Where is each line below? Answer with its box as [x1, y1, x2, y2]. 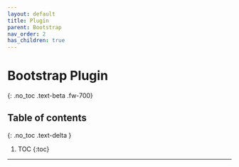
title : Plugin [7, 17, 50, 24]
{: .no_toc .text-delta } [7, 131, 72, 139]
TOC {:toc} [17, 144, 50, 153]
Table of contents [7, 112, 87, 124]
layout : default [7, 10, 55, 18]
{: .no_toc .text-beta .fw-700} [7, 91, 94, 100]
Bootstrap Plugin [7, 68, 109, 84]
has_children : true [7, 37, 65, 44]
